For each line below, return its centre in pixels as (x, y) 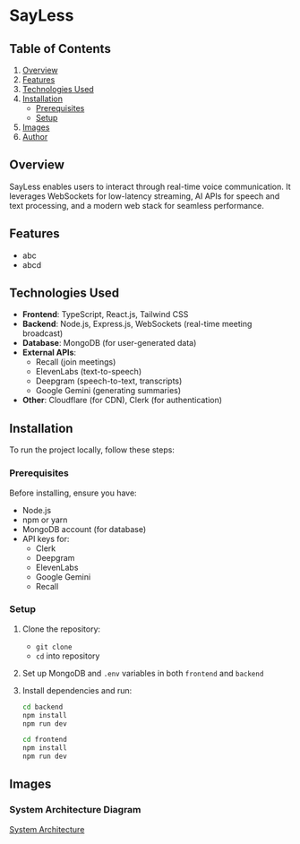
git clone (54, 647)
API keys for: (46, 538)
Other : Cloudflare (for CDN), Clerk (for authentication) (122, 400)
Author (35, 137)
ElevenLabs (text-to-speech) (88, 372)
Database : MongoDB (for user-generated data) (109, 343)
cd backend (43, 707)
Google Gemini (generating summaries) (108, 391)
